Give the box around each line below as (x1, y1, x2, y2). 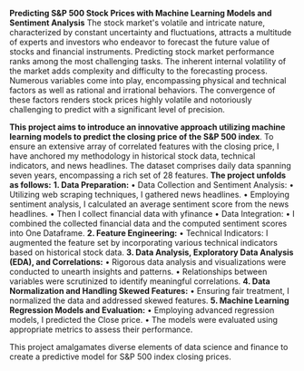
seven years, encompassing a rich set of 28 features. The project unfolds (9, 170, 287, 181)
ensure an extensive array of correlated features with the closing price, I (9, 141, 279, 151)
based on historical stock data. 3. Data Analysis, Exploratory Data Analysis (9, 247, 294, 258)
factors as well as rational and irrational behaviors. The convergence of (9, 85, 276, 95)
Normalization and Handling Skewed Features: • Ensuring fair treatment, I (9, 286, 290, 296)
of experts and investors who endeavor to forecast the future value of (9, 36, 270, 47)
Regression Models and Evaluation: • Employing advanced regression (9, 305, 275, 316)
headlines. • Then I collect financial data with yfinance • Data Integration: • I (9, 209, 295, 219)
